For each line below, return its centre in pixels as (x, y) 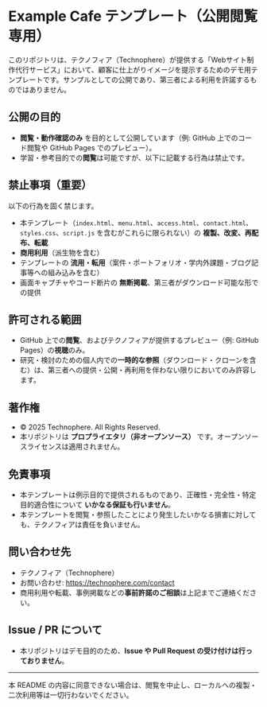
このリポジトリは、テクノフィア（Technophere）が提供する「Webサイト (128, 60)
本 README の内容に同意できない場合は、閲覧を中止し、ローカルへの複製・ (133, 685)
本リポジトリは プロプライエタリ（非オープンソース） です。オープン (132, 437)
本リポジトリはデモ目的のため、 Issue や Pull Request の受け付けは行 (133, 651)
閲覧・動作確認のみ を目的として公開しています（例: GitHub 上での (129, 138)
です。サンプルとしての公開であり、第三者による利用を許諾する (146, 80)
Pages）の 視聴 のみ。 (54, 350)
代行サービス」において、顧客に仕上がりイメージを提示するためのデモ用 (133, 69)
